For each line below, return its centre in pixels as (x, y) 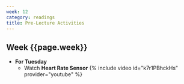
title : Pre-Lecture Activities (45, 23)
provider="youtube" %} (53, 74)
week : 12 (17, 12)
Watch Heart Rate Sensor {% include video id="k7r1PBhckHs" (101, 68)
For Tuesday (31, 62)
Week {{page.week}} (47, 47)
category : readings (31, 17)
